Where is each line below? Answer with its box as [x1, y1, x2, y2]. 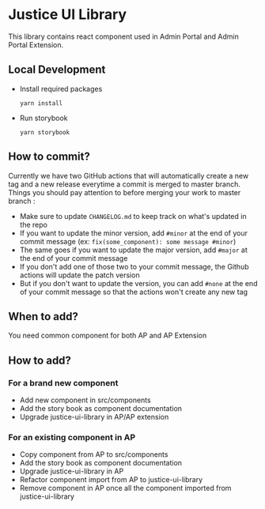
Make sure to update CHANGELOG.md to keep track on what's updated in [19, 211, 247, 221]
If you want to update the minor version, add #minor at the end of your [19, 228, 248, 238]
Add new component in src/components [19, 395, 152, 405]
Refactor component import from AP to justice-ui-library [19, 475, 203, 484]
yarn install [19, 99, 63, 107]
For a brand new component [8, 377, 119, 388]
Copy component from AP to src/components [19, 450, 168, 459]
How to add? [8, 353, 71, 367]
